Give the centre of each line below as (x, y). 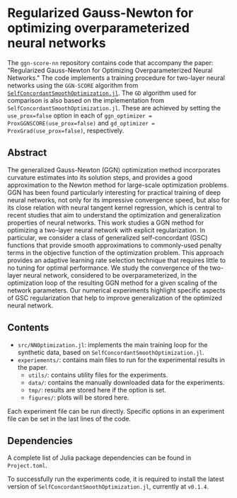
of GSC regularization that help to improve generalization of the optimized (115, 298)
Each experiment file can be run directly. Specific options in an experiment (116, 411)
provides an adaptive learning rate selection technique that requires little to (117, 260)
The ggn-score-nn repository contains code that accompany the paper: (110, 62)
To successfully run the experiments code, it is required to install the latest (116, 479)
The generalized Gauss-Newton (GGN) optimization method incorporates (114, 170)
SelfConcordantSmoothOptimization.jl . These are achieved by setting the (114, 108)
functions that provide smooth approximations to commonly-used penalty (115, 245)
